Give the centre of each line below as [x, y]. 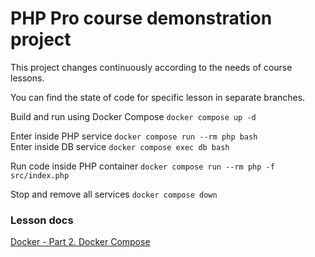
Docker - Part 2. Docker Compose [80, 242]
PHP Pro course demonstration [141, 18]
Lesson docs [42, 220]
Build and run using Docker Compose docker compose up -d [133, 116]
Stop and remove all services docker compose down [114, 194]
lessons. [27, 78]
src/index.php [40, 175]
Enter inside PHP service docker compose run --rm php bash [134, 136]
